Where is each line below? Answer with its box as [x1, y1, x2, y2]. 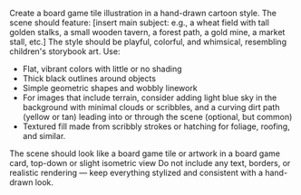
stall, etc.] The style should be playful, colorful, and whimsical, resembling [9, 36, 287, 47]
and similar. [22, 131, 66, 141]
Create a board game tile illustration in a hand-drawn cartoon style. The [9, 8, 277, 18]
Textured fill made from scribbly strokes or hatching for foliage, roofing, [22, 121, 290, 132]
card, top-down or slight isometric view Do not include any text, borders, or [9, 158, 291, 168]
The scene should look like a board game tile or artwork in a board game [9, 148, 281, 159]
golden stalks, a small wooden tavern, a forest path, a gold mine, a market [9, 27, 286, 37]
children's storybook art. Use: [9, 46, 121, 57]
